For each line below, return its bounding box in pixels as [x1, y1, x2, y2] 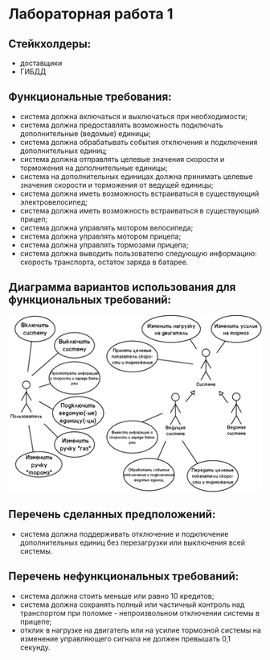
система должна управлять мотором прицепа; [19, 231, 182, 241]
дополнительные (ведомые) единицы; [19, 128, 151, 138]
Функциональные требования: [8, 90, 172, 104]
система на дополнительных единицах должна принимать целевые [19, 171, 253, 181]
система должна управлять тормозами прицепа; [19, 239, 189, 250]
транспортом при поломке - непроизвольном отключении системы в [19, 608, 260, 617]
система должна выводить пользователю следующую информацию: [19, 248, 257, 258]
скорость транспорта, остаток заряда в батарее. [19, 257, 189, 267]
